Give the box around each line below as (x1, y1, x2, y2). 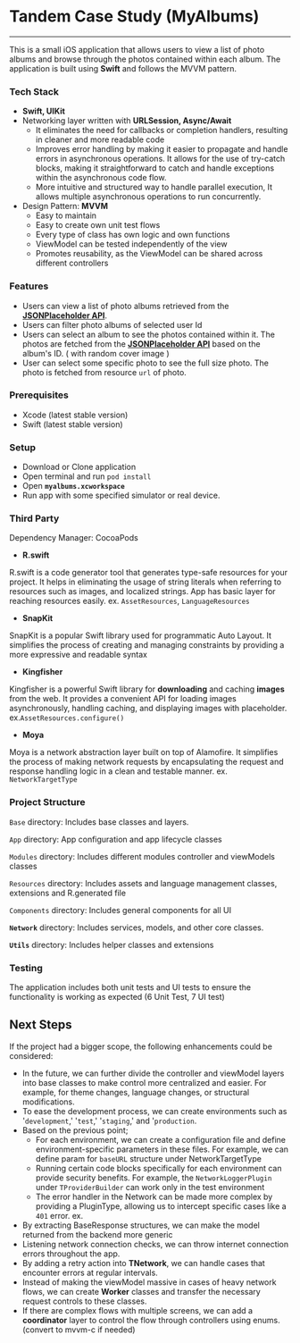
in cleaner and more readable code (35, 134, 165, 145)
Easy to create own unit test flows (35, 220, 161, 231)
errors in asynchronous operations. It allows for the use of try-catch (35, 154, 286, 164)
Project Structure (9, 796, 86, 809)
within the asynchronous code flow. (35, 172, 167, 183)
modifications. (21, 1096, 76, 1107)
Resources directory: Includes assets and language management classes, (9, 877, 278, 888)
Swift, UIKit (21, 105, 65, 117)
